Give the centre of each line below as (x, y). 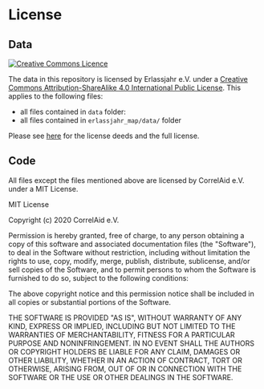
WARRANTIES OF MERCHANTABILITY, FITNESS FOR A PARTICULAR (122, 334)
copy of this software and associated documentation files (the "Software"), (132, 244)
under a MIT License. (43, 188)
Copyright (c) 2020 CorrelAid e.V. (64, 220)
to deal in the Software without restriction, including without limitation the (129, 252)
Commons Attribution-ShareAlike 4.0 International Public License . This (125, 87)
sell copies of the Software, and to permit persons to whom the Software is (132, 269)
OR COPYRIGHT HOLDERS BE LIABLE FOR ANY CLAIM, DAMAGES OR (124, 351)
